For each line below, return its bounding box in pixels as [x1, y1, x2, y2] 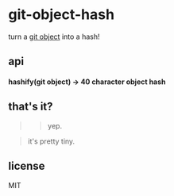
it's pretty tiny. [27, 136, 75, 146]
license [8, 159, 45, 173]
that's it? [8, 100, 53, 113]
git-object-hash [8, 6, 115, 24]
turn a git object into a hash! [8, 32, 100, 41]
